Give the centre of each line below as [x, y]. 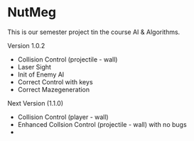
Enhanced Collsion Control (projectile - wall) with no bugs [102, 124]
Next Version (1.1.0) [36, 103]
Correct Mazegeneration [54, 89]
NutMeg [32, 12]
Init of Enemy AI [41, 74]
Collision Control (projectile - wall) [68, 59]
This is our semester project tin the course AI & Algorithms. [94, 32]
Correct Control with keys [55, 81]
